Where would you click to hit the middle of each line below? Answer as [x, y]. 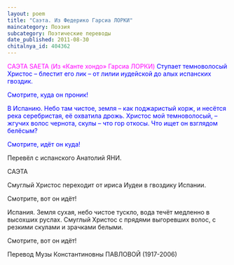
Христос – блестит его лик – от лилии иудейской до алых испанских [109, 74]
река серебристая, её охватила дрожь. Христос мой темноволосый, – [112, 116]
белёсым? [22, 131]
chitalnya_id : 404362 [39, 46]
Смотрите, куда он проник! [48, 95]
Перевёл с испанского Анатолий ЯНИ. [64, 158]
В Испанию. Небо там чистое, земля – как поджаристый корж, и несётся [117, 108]
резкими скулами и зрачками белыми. [66, 227]
